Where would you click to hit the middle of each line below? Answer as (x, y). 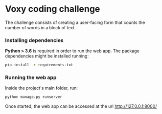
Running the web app (31, 77)
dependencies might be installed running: (47, 56)
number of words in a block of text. (40, 27)
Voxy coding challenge (53, 9)
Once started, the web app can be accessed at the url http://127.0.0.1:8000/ (81, 106)
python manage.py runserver (34, 97)
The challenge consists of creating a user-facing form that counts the (75, 22)
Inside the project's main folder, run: (42, 88)
